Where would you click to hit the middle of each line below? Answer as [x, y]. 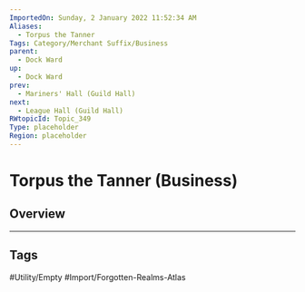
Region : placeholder [49, 136]
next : [20, 102]
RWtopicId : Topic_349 [50, 119]
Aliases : [26, 26]
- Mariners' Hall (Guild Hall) [77, 93]
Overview [38, 214]
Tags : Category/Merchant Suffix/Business [89, 43]
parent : [24, 52]
